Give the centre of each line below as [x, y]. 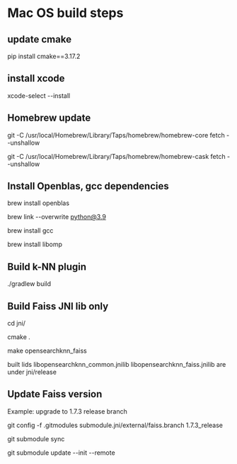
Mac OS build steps [65, 13]
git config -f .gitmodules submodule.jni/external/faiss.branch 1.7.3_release [115, 425]
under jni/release [32, 372]
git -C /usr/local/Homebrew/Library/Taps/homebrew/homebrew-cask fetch [116, 156]
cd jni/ [17, 324]
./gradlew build [29, 284]
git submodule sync [36, 438]
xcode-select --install [39, 95]
